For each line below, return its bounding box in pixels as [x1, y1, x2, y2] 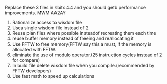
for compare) [12, 57, 40, 63]
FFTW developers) [12, 68, 51, 74]
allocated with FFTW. [12, 47, 57, 52]
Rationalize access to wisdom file [12, 20, 82, 25]
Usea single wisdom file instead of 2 [12, 25, 89, 31]
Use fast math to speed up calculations [12, 73, 95, 79]
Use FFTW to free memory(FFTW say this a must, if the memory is [12, 41, 152, 47]
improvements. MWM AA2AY [5, 10, 66, 16]
